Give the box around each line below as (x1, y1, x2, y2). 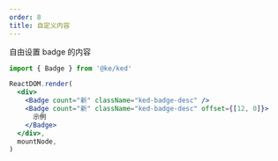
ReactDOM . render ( (9, 80, 73, 89)
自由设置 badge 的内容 (9, 46, 91, 57)
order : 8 (9, 12, 41, 22)
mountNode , (17, 137, 57, 146)
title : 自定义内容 (9, 21, 71, 30)
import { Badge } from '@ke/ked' (9, 63, 132, 73)
